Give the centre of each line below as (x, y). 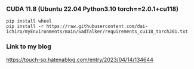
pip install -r (25, 26)
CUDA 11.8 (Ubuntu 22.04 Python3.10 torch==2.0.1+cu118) (93, 9)
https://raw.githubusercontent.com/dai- (97, 26)
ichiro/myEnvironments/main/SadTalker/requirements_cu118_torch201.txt (97, 32)
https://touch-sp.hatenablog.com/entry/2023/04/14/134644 (80, 59)
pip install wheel (29, 21)
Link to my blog (29, 46)
